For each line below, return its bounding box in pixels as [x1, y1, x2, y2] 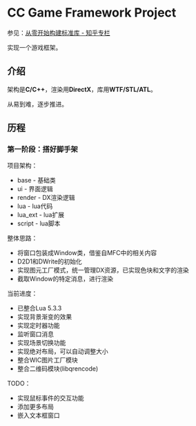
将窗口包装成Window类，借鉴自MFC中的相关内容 [17, 249, 157, 257]
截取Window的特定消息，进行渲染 [17, 275, 114, 283]
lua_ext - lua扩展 [17, 211, 64, 219]
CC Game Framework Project [7, 5, 177, 21]
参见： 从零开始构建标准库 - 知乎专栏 [7, 28, 110, 37]
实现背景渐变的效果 [17, 313, 72, 321]
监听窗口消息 [17, 330, 54, 338]
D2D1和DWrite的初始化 [17, 257, 83, 266]
